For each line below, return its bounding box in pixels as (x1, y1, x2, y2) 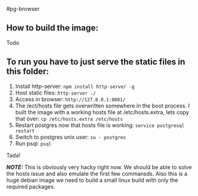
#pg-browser (6, 5, 40, 12)
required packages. (6, 183, 56, 190)
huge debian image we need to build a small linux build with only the (6, 176, 178, 184)
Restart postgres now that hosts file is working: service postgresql (15, 122, 185, 129)
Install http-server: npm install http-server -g (15, 82, 135, 90)
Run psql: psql (15, 140, 52, 147)
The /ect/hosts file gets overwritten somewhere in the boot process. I (15, 102, 190, 109)
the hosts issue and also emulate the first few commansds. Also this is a (6, 170, 188, 177)
